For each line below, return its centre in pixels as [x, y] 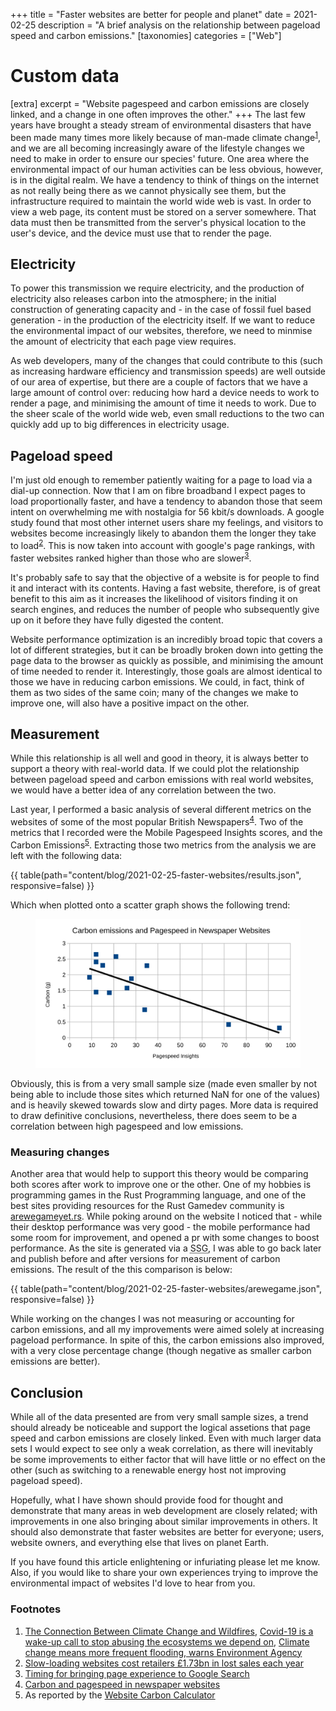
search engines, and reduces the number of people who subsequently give [165, 609]
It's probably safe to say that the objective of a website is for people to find [165, 577]
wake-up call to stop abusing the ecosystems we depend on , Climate [167, 1641]
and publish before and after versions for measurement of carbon [145, 1259]
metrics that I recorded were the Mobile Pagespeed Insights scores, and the [166, 832]
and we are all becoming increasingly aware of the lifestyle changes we [157, 148]
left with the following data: [66, 855]
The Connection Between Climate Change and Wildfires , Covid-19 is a [169, 1631]
